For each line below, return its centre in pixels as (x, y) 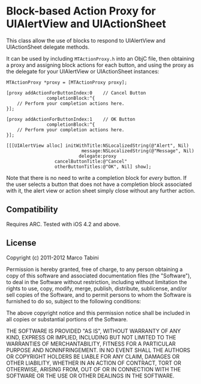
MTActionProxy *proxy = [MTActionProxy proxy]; (67, 82)
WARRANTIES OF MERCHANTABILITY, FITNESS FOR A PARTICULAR (91, 344)
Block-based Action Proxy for (81, 11)
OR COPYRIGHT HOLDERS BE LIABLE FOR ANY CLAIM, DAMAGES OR (93, 356)
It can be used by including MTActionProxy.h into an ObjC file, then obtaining (100, 58)
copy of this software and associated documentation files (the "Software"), (99, 276)
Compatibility (32, 210)
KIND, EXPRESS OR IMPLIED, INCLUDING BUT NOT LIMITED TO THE (91, 337)
